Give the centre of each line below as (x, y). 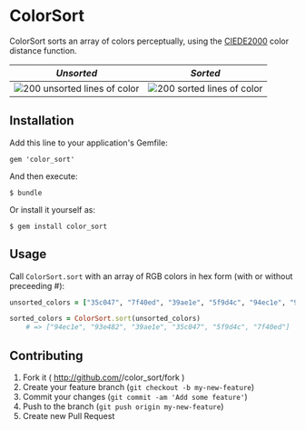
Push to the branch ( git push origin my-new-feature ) (123, 406)
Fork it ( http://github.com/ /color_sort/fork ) (103, 377)
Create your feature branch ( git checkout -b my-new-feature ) (138, 387)
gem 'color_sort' (42, 159)
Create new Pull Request (69, 416)
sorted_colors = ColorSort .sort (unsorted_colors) (105, 319)
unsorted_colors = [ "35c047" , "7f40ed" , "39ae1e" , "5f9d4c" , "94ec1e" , (148, 302)
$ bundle (26, 193)
